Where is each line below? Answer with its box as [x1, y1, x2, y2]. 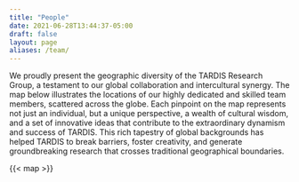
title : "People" [9, 12, 69, 22]
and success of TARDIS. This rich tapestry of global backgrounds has [9, 127, 264, 138]
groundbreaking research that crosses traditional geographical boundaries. [9, 146, 285, 156]
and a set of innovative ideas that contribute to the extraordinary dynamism [9, 117, 286, 129]
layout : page [9, 37, 58, 47]
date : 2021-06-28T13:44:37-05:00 [9, 21, 133, 30]
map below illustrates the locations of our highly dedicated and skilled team [9, 90, 287, 100]
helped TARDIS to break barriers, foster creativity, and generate [9, 137, 243, 147]
